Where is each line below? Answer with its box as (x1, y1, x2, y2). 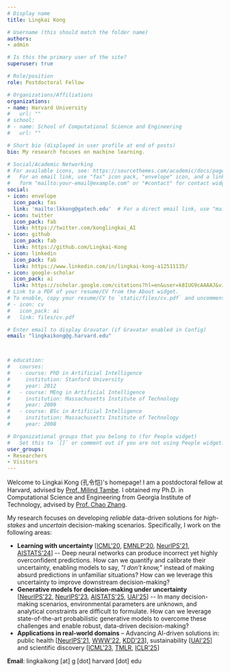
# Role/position (7, 73, 53, 80)
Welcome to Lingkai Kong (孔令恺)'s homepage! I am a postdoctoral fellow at (7, 478, 223, 487)
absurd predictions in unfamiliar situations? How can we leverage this (16, 571, 214, 579)
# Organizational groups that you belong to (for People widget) (7, 433, 197, 440)
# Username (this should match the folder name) (7, 29, 149, 36)
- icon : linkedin (7, 250, 57, 257)
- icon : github (7, 231, 51, 238)
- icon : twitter (7, 212, 53, 219)
